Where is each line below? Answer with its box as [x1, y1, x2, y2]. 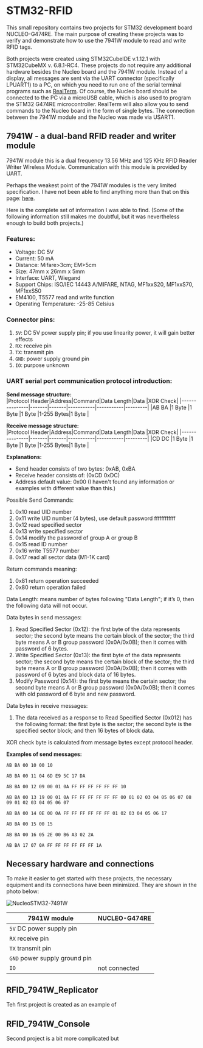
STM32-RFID [6, 4, 73, 18]
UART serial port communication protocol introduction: [6, 377, 173, 385]
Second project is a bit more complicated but [6, 1035, 119, 1043]
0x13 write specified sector [15, 527, 83, 535]
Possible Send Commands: [6, 496, 74, 504]
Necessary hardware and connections [6, 859, 154, 869]
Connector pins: [6, 315, 55, 324]
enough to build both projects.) [6, 219, 84, 226]
